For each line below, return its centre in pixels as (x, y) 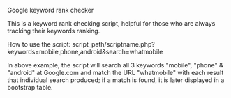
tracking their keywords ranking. (54, 31)
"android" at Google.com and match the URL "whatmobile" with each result (115, 73)
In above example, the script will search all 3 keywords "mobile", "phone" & (115, 65)
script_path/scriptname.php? (113, 44)
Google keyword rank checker (51, 10)
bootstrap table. (30, 87)
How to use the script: (39, 44)
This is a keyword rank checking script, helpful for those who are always (111, 23)
